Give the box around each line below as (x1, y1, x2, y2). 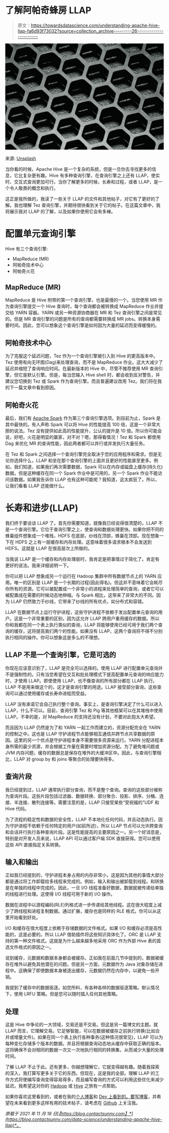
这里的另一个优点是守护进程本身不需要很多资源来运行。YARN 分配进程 (14, 737, 159, 743)
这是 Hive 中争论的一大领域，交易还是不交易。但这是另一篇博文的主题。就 (5, 1022, 158, 1028)
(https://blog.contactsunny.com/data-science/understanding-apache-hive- (5, 1116, 162, 1122)
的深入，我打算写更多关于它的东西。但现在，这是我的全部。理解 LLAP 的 (5, 1070, 155, 1076)
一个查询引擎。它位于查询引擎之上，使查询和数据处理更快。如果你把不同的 (9, 526, 164, 532)
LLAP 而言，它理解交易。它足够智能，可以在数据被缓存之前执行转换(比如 (5, 1028, 156, 1034)
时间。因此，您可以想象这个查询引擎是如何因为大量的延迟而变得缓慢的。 (9, 322, 159, 329)
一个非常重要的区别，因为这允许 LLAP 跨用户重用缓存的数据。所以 (22, 615, 160, 621)
